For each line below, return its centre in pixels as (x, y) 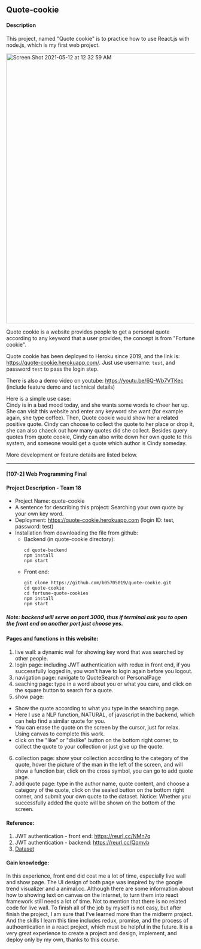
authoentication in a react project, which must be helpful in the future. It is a (100, 927)
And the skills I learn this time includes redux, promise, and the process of (98, 921)
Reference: (20, 823)
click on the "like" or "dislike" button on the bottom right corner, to (96, 740)
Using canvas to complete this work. (60, 734)
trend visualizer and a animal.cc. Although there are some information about (100, 889)
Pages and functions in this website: (52, 639)
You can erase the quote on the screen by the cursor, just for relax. (97, 727)
